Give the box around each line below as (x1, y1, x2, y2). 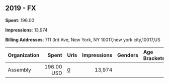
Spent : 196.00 (5, 17, 35, 23)
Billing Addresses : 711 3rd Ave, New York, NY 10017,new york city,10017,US (5, 36, 161, 42)
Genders (117, 51, 138, 58)
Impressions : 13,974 (5, 27, 48, 33)
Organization (8, 51, 40, 58)
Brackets (143, 54, 165, 61)
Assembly (8, 66, 32, 73)
